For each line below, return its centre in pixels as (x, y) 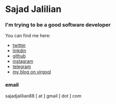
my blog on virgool (32, 72)
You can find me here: (28, 35)
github (19, 56)
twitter (19, 45)
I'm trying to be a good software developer (58, 25)
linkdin (19, 50)
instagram (23, 61)
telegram (21, 66)
